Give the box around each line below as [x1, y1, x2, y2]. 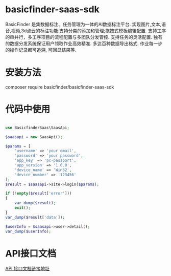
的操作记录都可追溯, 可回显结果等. [5, 47, 77, 53]
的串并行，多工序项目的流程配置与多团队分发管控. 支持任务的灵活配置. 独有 [5, 34, 162, 40]
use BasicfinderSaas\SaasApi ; [5, 125, 70, 130]
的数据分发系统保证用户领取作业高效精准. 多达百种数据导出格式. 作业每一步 [5, 40, 162, 47]
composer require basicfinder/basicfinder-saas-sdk [5, 83, 114, 90]
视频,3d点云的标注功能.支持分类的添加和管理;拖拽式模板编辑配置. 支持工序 [11, 27, 166, 34]
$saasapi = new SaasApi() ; [5, 134, 63, 139]
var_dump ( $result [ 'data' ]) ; [5, 215, 65, 220]
